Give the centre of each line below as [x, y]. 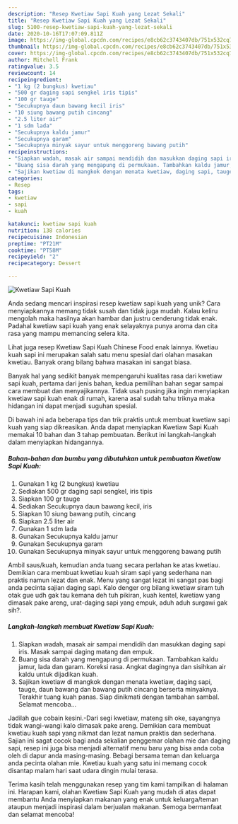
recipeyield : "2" [34, 257]
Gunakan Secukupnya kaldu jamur [68, 536]
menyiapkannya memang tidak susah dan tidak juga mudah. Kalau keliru [113, 311]
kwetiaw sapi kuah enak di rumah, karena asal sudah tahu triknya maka [112, 398]
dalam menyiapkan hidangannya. [56, 442]
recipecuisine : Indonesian [48, 237]
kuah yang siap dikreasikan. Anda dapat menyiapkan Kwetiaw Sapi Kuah [113, 427]
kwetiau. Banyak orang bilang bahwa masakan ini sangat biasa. [100, 362]
